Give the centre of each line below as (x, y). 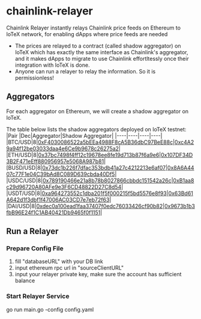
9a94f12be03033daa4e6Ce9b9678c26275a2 (62, 148)
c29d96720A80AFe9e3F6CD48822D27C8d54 (64, 187)
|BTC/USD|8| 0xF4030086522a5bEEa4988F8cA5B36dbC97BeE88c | (91, 142)
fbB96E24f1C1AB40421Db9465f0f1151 (53, 212)
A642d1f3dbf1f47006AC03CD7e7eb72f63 (58, 199)
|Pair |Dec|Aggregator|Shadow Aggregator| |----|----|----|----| (85, 135)
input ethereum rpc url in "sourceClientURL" (69, 268)
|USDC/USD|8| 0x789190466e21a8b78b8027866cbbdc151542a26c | (90, 180)
